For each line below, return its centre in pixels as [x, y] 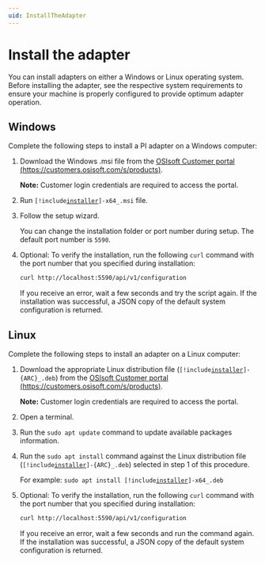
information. [39, 441]
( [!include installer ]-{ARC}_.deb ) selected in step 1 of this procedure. [135, 465]
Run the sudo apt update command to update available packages [126, 432]
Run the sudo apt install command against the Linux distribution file [133, 456]
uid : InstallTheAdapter [47, 15]
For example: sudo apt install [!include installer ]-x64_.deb [121, 480]
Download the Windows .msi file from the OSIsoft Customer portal [127, 161]
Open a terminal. [47, 417]
